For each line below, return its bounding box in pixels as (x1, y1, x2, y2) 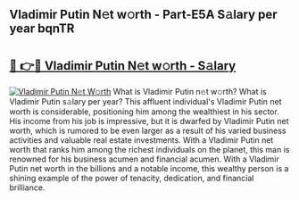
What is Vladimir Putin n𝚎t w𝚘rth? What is (112, 87, 267, 96)
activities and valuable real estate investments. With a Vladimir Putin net (9, 135, 274, 146)
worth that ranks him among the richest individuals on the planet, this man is (9, 145, 290, 154)
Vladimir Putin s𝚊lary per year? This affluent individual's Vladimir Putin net (9, 96, 282, 106)
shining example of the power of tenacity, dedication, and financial (9, 173, 254, 183)
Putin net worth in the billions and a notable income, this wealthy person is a (9, 163, 289, 173)
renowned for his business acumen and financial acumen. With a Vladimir (9, 154, 279, 164)
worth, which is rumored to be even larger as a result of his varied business (9, 125, 287, 136)
